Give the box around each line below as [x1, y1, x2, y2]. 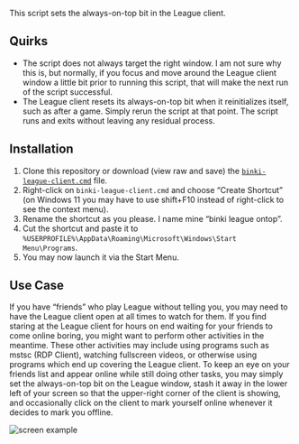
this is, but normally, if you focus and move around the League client [22, 67, 277, 78]
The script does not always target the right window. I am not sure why [22, 58, 282, 69]
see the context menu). [22, 203, 109, 215]
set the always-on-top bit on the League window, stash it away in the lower [9, 378, 288, 389]
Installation [9, 142, 74, 157]
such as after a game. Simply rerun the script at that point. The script [22, 106, 279, 116]
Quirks [9, 33, 48, 49]
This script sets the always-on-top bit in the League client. [9, 8, 227, 18]
